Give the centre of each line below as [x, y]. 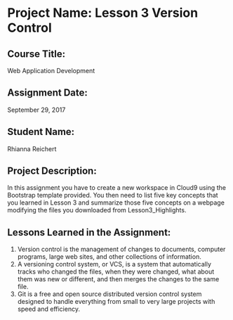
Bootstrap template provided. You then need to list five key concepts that [113, 196]
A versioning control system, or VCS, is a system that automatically [114, 264]
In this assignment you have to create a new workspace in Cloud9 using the [117, 188]
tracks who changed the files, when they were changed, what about [116, 271]
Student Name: [41, 132]
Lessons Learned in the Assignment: [89, 232]
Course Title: [36, 54]
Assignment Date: [47, 93]
